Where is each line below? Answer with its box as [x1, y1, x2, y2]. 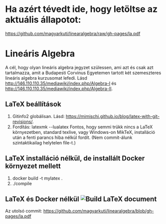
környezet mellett [5, 162, 61, 170]
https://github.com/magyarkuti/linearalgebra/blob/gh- [43, 208, 154, 214]
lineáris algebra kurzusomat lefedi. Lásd [5, 75, 87, 81]
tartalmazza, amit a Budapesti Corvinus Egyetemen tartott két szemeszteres [5, 70, 162, 76]
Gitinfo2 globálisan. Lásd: [12, 113, 65, 119]
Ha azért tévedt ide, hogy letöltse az [5, 3, 158, 15]
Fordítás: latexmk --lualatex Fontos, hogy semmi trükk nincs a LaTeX [12, 123, 153, 130]
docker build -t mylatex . [12, 175, 63, 181]
